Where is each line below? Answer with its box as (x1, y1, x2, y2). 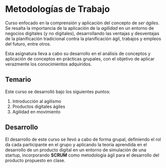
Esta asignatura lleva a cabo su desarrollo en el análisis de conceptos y (5, 51, 151, 56)
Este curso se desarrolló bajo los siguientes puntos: (5, 88, 111, 95)
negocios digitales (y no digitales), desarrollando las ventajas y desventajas (5, 30, 160, 36)
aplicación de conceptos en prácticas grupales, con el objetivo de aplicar (5, 56, 155, 61)
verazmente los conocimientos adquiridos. (5, 61, 92, 67)
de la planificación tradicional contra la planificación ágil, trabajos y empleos (5, 36, 162, 42)
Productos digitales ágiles (12, 103, 65, 110)
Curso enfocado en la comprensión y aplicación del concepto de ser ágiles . (5, 20, 160, 26)
